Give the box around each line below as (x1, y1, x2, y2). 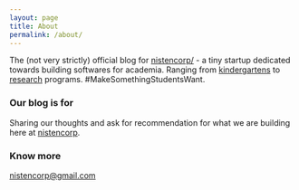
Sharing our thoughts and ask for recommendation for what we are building (9, 117, 291, 128)
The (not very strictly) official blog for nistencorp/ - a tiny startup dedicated (9, 55, 291, 66)
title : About (9, 22, 59, 31)
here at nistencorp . (9, 127, 81, 138)
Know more (9, 149, 62, 162)
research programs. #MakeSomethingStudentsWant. (9, 74, 206, 85)
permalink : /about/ (9, 30, 83, 39)
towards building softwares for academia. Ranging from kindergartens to (9, 64, 281, 75)
